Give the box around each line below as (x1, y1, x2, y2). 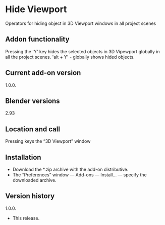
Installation (5, 153, 41, 162)
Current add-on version (5, 68, 81, 77)
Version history (5, 192, 55, 201)
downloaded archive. (12, 177, 57, 183)
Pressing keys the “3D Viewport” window (5, 138, 91, 144)
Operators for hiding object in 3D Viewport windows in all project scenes (5, 20, 156, 26)
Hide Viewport (5, 4, 67, 15)
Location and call (5, 125, 61, 133)
